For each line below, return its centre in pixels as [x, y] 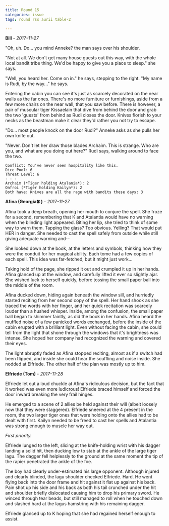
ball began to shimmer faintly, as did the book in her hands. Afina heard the [83, 317]
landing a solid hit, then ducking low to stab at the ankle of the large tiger [81, 451]
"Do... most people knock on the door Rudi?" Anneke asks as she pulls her [82, 130]
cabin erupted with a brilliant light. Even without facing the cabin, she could [83, 327]
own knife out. [20, 136]
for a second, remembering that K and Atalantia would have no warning [79, 217]
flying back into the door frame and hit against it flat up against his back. [81, 482]
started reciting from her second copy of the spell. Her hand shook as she [82, 300]
